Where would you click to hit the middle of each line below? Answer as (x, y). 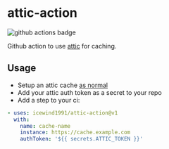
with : (22, 119)
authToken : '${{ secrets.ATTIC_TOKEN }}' (81, 139)
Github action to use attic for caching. (62, 46)
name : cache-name (45, 126)
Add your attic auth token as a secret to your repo (89, 92)
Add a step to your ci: (49, 100)
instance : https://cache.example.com (75, 132)
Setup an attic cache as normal (62, 85)
